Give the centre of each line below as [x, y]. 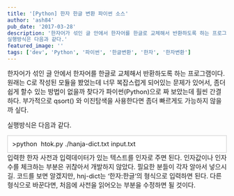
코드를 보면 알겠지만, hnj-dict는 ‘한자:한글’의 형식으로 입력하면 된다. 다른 [119, 176]
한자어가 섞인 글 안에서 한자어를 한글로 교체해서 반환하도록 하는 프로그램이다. [116, 73]
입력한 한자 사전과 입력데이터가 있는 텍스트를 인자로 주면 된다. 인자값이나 [110, 158]
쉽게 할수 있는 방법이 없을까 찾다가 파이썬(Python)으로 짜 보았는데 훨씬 [108, 92]
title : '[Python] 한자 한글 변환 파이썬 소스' [68, 14]
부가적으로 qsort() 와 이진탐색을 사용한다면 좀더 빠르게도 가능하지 [116, 101]
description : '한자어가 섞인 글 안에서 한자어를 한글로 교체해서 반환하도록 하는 [108, 33]
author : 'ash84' [31, 20]
